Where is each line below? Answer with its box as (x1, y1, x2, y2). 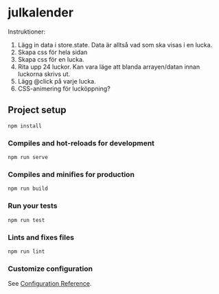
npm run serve (8, 154, 49, 161)
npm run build (8, 185, 49, 193)
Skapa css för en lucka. (17, 55, 84, 63)
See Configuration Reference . (8, 280, 92, 288)
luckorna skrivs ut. (17, 70, 71, 78)
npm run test (8, 217, 45, 223)
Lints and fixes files (8, 232, 75, 242)
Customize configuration (8, 264, 93, 273)
